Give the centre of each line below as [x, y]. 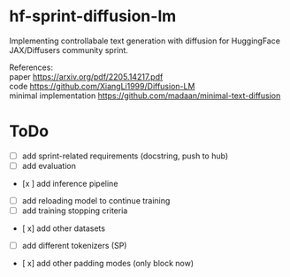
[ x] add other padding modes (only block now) [108, 264]
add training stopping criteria [75, 211]
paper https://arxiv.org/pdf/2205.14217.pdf [86, 76]
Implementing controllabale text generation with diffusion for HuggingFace [145, 41]
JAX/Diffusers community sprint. [69, 50]
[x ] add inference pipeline [70, 184]
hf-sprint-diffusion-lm [93, 16]
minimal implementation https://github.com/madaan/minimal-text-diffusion [145, 96]
